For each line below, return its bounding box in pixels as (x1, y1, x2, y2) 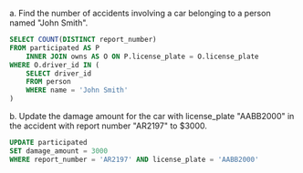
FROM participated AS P (9, 43, 100, 53)
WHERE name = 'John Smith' (26, 86, 129, 95)
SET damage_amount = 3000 (9, 146, 108, 156)
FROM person (26, 77, 71, 86)
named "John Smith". (9, 17, 89, 28)
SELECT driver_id (26, 68, 92, 78)
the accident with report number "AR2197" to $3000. (9, 120, 207, 131)
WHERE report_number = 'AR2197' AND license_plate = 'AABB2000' (9, 155, 259, 164)
